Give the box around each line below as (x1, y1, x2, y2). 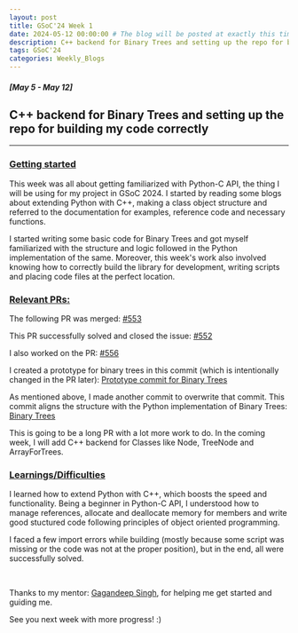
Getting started (9, 158, 77, 170)
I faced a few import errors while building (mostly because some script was (9, 534, 286, 545)
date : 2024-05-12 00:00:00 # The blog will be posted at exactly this (9, 29, 276, 38)
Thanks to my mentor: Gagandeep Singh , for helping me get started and (9, 588, 272, 598)
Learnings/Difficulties (9, 468, 106, 480)
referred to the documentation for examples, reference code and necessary (9, 206, 286, 218)
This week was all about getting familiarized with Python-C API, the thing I (9, 178, 280, 189)
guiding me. (9, 597, 53, 608)
